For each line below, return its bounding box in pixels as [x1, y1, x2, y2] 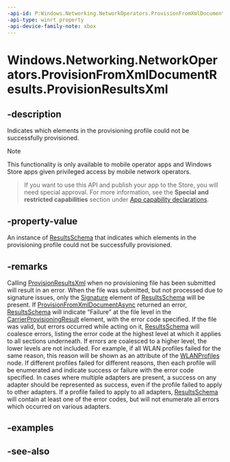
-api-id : [7, 10, 32, 17]
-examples [7, 422, 54, 434]
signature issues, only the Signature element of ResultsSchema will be [7, 294, 205, 301]
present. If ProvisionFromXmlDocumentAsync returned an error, [7, 300, 187, 309]
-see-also [7, 446, 50, 457]
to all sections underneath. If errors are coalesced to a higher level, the [7, 337, 207, 345]
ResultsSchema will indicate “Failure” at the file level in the [7, 308, 172, 316]
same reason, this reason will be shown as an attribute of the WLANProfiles [7, 352, 220, 359]
